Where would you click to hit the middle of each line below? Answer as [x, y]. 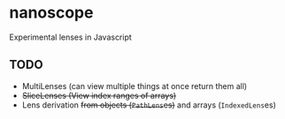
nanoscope [51, 13]
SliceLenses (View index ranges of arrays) [99, 95]
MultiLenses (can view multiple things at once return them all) [135, 86]
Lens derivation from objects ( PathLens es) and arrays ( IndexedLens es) [149, 105]
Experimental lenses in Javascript [71, 37]
